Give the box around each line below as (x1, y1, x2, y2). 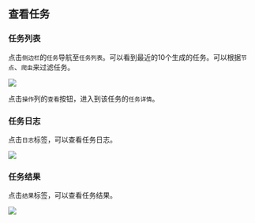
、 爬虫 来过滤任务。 (13, 62, 75, 72)
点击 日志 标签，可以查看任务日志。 (8, 135, 117, 144)
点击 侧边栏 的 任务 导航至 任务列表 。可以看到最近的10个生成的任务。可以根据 (8, 52, 242, 61)
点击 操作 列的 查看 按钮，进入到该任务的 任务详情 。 (8, 94, 159, 103)
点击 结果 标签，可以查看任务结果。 (8, 191, 117, 200)
